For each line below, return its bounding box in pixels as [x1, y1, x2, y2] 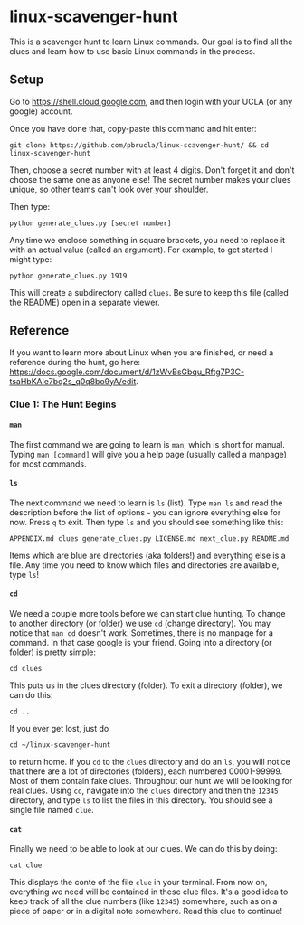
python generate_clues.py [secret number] [9, 219, 172, 228]
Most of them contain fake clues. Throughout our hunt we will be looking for [9, 776, 293, 787]
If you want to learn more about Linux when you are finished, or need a [9, 346, 274, 358]
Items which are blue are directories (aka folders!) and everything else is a [9, 550, 287, 561]
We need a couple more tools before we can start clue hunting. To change [9, 609, 286, 619]
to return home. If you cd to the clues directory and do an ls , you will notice [9, 757, 291, 768]
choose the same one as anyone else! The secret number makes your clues [9, 174, 291, 184]
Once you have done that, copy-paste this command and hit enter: [9, 123, 257, 134]
